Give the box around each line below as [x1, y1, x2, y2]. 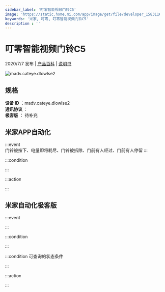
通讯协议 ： [5, 106, 28, 112]
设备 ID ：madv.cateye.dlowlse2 [5, 100, 70, 106]
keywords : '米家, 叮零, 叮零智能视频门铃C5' [5, 16, 89, 21]
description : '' [5, 21, 41, 26]
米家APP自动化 [5, 128, 51, 137]
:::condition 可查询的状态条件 [5, 253, 64, 259]
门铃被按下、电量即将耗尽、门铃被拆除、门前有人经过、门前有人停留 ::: [5, 147, 148, 153]
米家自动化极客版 [5, 201, 57, 209]
